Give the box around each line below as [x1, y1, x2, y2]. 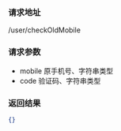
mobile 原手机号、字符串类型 [19, 65, 113, 76]
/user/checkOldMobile [8, 25, 81, 35]
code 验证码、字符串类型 [19, 76, 101, 85]
